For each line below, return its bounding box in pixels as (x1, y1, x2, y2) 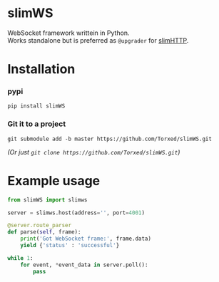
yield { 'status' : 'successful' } (20, 242, 120, 249)
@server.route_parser (7, 222, 72, 229)
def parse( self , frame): (7, 229, 81, 236)
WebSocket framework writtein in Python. (7, 28, 130, 37)
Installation (7, 61, 76, 78)
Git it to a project (7, 119, 66, 129)
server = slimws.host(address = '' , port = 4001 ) (7, 209, 145, 216)
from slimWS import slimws (7, 196, 88, 204)
